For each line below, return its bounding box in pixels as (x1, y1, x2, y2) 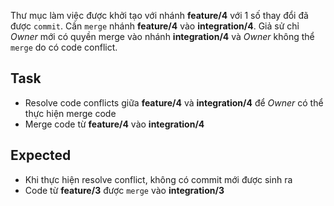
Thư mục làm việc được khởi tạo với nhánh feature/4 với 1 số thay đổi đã (10, 10, 309, 21)
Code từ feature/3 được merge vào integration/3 (24, 184, 225, 196)
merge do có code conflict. (10, 41, 118, 53)
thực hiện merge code (24, 107, 117, 119)
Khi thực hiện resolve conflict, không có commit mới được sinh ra (24, 173, 293, 185)
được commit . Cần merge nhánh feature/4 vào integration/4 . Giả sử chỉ (10, 20, 300, 32)
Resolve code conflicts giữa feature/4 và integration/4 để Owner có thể (24, 96, 324, 109)
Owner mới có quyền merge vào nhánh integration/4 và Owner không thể (10, 31, 315, 42)
